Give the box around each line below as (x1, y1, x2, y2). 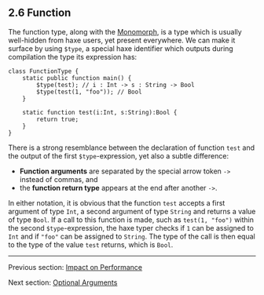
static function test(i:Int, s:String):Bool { (22, 108, 178, 116)
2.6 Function (8, 6, 71, 20)
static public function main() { (22, 74, 132, 82)
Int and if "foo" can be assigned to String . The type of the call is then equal (8, 231, 255, 241)
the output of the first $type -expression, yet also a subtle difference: (8, 151, 229, 160)
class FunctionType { (8, 67, 79, 75)
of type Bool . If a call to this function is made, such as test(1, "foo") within (8, 215, 254, 224)
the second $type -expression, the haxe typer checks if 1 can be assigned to (8, 223, 254, 232)
